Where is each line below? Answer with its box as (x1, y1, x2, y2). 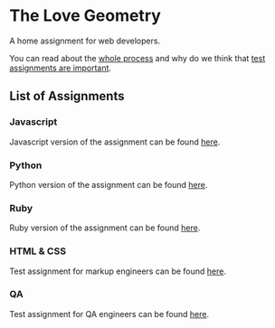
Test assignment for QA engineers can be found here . (9, 308, 210, 319)
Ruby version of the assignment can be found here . (9, 222, 201, 233)
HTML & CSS (9, 245, 66, 258)
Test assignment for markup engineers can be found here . (9, 266, 226, 276)
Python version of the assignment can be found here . (9, 179, 208, 190)
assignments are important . (9, 62, 111, 73)
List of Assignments (9, 89, 125, 104)
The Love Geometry (9, 5, 161, 26)
